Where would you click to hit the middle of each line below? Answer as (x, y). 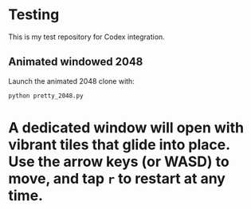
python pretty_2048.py (46, 96)
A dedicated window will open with (126, 127)
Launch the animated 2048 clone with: (72, 81)
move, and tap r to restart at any (117, 178)
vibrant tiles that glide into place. (119, 144)
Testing (34, 15)
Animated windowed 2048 (76, 62)
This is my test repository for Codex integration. (86, 37)
